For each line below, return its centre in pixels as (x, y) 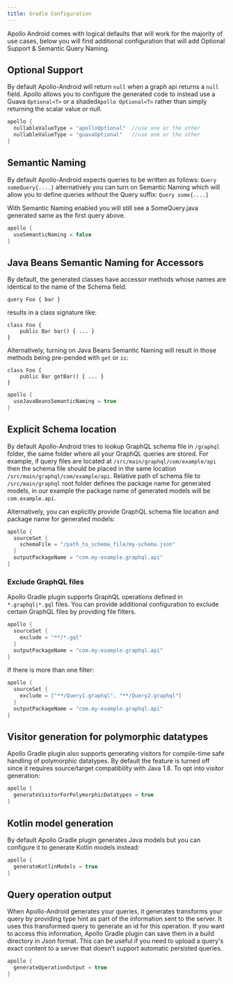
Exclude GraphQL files (46, 582)
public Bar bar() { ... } (57, 331)
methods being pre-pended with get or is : (68, 358)
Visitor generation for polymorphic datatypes (108, 737)
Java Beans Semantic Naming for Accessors (105, 263)
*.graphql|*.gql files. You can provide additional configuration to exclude (113, 604)
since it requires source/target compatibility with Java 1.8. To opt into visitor (115, 768)
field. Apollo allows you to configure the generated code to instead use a (111, 94)
